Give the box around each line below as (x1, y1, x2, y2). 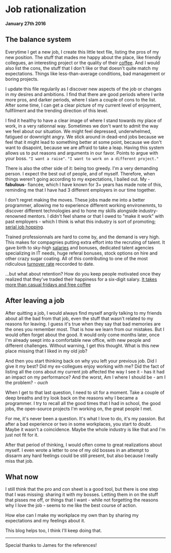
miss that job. (5, 458, 34, 464)
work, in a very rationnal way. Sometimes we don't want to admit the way (5, 122, 159, 129)
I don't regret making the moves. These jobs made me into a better (5, 196, 145, 203)
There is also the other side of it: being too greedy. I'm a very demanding (5, 165, 158, 171)
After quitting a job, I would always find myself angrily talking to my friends (5, 310, 162, 316)
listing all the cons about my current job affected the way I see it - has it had (5, 368, 165, 374)
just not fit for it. (5, 432, 39, 438)
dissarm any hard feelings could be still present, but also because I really (5, 453, 158, 459)
